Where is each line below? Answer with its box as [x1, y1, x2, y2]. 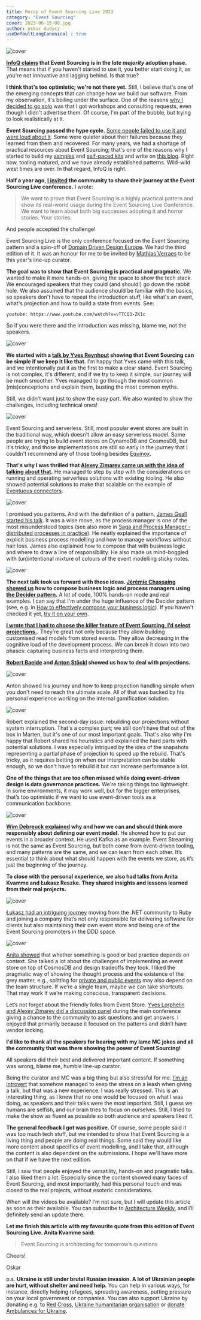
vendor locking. [6, 1027, 45, 1034]
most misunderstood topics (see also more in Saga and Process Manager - [6, 523, 191, 531]
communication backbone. [6, 800, 72, 807]
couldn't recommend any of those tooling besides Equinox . [6, 450, 151, 458]
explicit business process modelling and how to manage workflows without [6, 536, 191, 543]
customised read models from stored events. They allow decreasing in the [6, 635, 189, 642]
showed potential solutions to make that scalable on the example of [6, 481, 172, 488]
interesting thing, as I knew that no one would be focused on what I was [6, 1093, 184, 1100]
